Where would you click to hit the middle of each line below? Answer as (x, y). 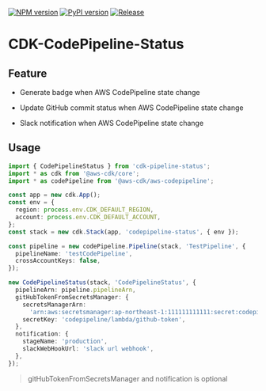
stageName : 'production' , (65, 342)
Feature (28, 73)
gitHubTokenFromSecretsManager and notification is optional (127, 378)
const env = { (32, 203)
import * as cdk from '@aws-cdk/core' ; (74, 173)
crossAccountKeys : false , (58, 261)
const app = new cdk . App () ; (55, 195)
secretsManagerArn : (55, 305)
